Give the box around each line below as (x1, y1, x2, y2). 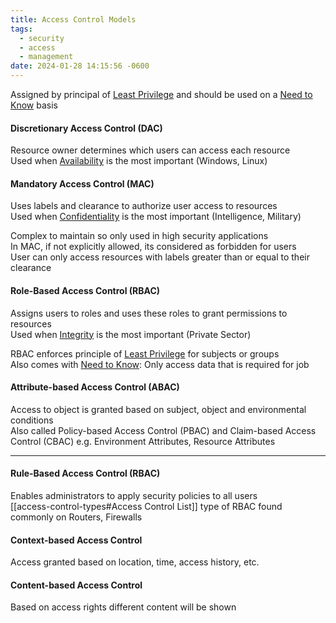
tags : (10, 24, 33, 34)
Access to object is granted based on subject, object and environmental (10, 403, 307, 415)
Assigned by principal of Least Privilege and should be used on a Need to (10, 89, 313, 100)
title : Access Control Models (10, 14, 137, 25)
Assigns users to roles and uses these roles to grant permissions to (10, 307, 288, 319)
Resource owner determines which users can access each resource (10, 144, 291, 156)
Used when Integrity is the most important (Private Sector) (10, 328, 252, 340)
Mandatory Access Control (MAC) (10, 177, 155, 190)
